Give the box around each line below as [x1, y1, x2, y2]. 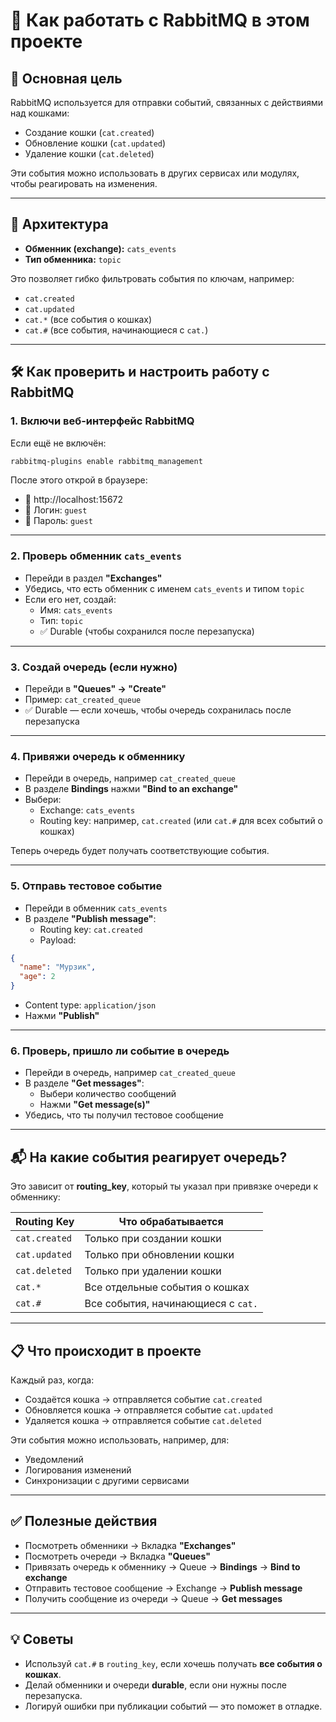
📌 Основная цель [10, 70, 123, 87]
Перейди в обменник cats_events [24, 902, 168, 914]
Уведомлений [24, 1453, 84, 1465]
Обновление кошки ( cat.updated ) [24, 137, 167, 149]
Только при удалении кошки [84, 1264, 222, 1278]
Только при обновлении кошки [84, 1248, 235, 1262]
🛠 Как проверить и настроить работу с [10, 364, 270, 381]
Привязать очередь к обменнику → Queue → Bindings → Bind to [24, 1560, 301, 1573]
